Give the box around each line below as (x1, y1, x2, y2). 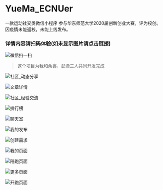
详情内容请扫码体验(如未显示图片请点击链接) (5, 40, 111, 47)
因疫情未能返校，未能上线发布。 (5, 26, 71, 32)
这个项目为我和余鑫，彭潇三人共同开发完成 (17, 63, 105, 69)
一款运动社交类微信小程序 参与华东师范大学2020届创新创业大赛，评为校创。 (5, 20, 161, 26)
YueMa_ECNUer (5, 3, 73, 14)
